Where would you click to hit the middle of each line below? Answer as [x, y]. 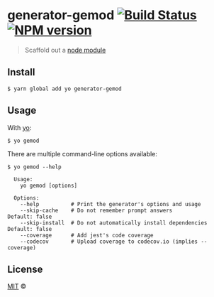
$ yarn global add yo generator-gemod [64, 89]
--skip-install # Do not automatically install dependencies [114, 223]
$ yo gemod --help [34, 167]
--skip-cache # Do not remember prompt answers [96, 210]
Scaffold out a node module [65, 50]
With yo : [19, 127]
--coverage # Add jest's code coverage [87, 235]
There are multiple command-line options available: [83, 153]
